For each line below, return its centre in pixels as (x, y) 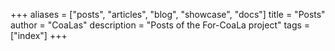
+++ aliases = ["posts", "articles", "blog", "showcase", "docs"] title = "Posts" (168, 14)
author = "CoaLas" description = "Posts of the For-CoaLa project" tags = (160, 25)
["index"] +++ (39, 35)
